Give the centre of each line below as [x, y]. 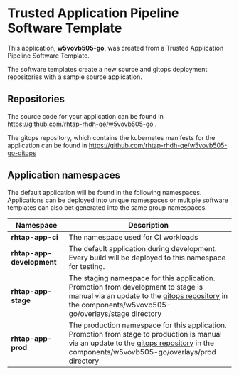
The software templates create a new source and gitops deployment [107, 69]
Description [148, 225]
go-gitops [22, 153]
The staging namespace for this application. [142, 278]
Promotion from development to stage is [136, 287]
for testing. [87, 266]
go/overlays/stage [99, 313]
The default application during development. [143, 248]
